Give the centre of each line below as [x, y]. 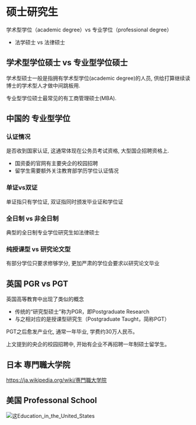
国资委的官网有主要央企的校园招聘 [56, 163]
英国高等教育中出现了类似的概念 [45, 299]
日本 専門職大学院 [38, 365]
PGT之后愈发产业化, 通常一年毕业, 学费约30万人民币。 [72, 331]
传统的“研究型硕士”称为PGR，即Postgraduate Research [82, 312]
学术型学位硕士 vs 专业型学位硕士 [67, 63]
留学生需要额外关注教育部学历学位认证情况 [67, 171]
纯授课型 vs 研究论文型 [38, 249]
